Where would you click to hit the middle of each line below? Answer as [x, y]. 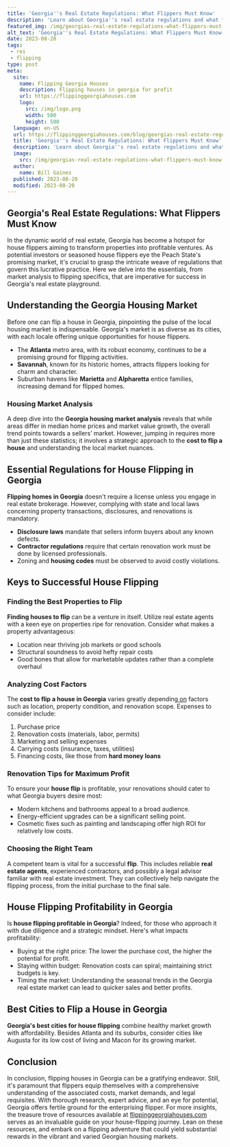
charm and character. [47, 371]
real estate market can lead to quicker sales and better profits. [105, 987]
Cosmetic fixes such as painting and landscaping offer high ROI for [111, 824]
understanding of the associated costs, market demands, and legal [101, 1093]
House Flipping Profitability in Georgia [90, 907]
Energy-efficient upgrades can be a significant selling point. [101, 816]
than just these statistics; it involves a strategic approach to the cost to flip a [115, 441]
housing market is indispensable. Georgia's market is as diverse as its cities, [115, 329]
